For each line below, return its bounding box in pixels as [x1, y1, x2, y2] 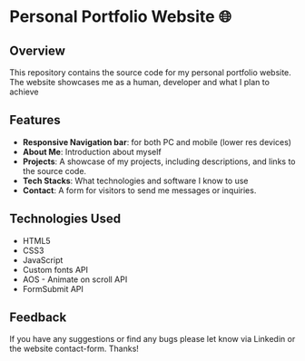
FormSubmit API [22, 283, 84, 294]
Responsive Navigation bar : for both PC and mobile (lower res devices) [22, 136, 292, 147]
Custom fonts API [22, 264, 89, 275]
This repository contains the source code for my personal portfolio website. [9, 67, 292, 78]
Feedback [9, 310, 67, 326]
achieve [9, 86, 39, 97]
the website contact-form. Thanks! [9, 343, 139, 355]
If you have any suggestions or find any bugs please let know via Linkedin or [9, 334, 296, 345]
